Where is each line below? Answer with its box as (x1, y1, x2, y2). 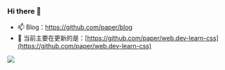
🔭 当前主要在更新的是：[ (17, 34, 88, 43)
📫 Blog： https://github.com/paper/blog (17, 23, 133, 31)
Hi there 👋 (7, 6, 42, 16)
